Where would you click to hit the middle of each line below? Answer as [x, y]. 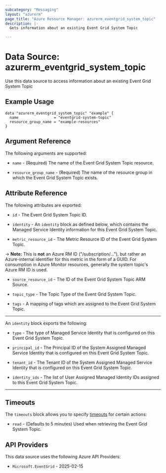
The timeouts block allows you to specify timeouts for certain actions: [76, 414]
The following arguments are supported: [46, 153]
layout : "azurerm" [24, 14]
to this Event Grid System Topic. [45, 382]
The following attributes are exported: [43, 205]
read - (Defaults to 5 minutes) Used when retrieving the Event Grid [80, 424]
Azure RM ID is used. [26, 269]
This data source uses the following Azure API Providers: [63, 457]
